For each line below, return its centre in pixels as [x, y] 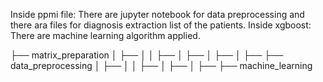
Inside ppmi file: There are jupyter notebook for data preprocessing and [157, 14]
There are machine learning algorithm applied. [105, 35]
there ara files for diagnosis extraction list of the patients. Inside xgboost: [161, 25]
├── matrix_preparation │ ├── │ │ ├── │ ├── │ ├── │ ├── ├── [147, 55]
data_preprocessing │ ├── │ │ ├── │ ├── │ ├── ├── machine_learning [161, 65]
